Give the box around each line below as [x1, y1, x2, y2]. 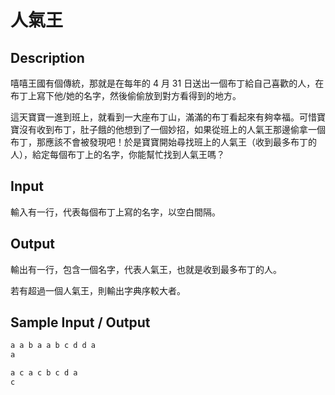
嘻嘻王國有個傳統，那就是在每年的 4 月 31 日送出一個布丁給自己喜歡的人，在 [10, 77, 325, 89]
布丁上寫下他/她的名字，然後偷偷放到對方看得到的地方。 [10, 90, 242, 101]
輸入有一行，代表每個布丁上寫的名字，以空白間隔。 [10, 206, 221, 218]
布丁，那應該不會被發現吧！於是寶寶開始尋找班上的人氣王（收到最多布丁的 [10, 136, 317, 148]
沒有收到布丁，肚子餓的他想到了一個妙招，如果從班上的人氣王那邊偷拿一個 [18, 124, 326, 135]
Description [10, 49, 85, 66]
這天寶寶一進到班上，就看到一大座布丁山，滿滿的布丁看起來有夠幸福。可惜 [10, 111, 317, 123]
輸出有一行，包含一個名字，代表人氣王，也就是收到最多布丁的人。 [10, 263, 282, 275]
